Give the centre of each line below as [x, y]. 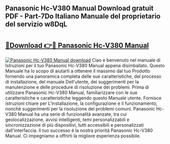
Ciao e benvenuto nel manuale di [126, 60]
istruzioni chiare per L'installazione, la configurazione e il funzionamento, [81, 103]
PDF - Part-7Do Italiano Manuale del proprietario [83, 17]
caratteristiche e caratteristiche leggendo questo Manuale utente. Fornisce [83, 98]
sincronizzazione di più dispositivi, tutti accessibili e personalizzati [75, 125]
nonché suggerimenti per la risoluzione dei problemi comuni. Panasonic [80, 109]
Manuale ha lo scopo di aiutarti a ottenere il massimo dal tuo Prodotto [78, 71]
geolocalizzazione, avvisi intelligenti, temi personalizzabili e [67, 120]
